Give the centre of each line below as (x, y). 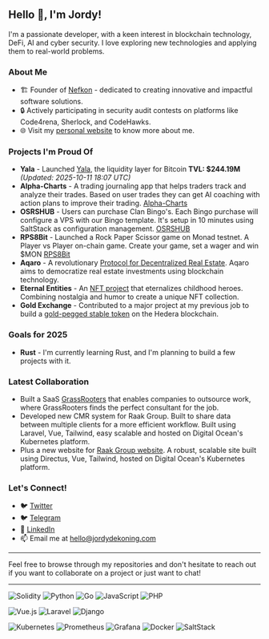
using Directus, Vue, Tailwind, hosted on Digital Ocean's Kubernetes (132, 459)
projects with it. (45, 361)
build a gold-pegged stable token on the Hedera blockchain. (119, 314)
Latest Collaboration (49, 382)
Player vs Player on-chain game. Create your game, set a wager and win (139, 246)
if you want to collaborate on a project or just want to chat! (105, 573)
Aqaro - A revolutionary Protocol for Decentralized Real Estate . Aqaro (134, 263)
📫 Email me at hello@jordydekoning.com (88, 539)
